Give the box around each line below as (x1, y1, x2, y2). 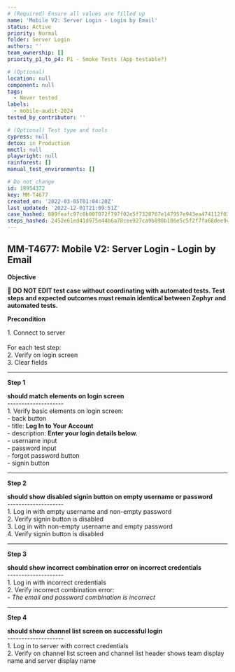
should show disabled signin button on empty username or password (7, 492, 213, 500)
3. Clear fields (7, 358, 48, 366)
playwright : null (7, 153, 58, 160)
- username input (7, 436, 57, 444)
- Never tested (13, 94, 58, 101)
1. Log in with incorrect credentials (7, 578, 106, 587)
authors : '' (7, 43, 42, 50)
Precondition (7, 314, 46, 323)
